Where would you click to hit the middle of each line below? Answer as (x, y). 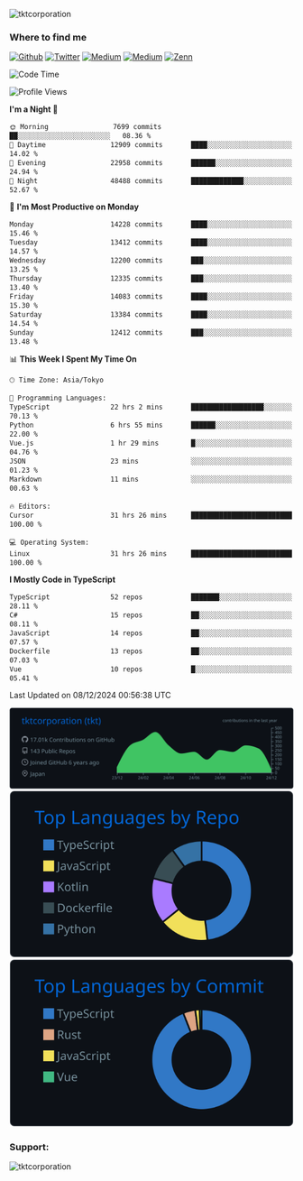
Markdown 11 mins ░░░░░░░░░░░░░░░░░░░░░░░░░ (151, 480)
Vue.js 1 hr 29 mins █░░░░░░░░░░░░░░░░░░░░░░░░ (151, 443)
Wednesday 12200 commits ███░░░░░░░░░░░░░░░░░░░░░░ (151, 261)
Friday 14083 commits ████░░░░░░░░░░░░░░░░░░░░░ (151, 297)
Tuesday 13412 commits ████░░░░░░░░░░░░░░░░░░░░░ (151, 243)
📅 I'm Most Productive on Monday (74, 207)
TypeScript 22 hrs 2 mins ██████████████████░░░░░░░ (151, 407)
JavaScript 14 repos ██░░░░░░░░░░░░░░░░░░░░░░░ (151, 633)
